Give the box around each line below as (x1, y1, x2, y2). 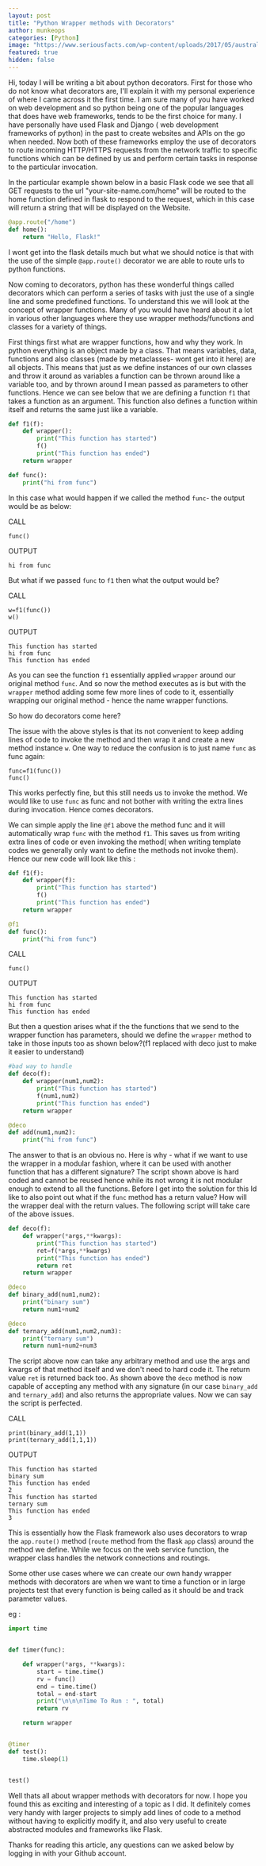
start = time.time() (36, 1667, 104, 1675)
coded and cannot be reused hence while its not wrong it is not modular (8, 1176, 243, 1186)
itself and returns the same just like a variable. (8, 404, 158, 414)
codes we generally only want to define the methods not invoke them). (8, 845, 239, 854)
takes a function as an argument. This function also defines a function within (8, 396, 258, 406)
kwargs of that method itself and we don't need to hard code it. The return (8, 1365, 251, 1374)
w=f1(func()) (8, 606, 51, 614)
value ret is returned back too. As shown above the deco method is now (8, 1373, 243, 1382)
